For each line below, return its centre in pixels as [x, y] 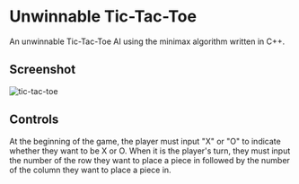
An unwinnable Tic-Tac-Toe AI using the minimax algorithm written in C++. [147, 41]
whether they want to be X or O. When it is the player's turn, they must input [150, 151]
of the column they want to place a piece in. [91, 170]
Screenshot [43, 70]
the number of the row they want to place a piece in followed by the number [149, 160]
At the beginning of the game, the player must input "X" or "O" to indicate [145, 141]
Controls [34, 120]
